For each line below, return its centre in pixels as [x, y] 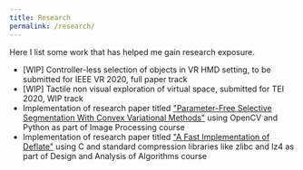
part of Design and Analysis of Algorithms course [114, 156]
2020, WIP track [53, 98]
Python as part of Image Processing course [104, 127]
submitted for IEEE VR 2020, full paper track [105, 79]
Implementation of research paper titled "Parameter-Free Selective [147, 108]
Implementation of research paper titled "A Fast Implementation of [146, 137]
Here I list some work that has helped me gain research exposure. [132, 52]
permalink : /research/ [52, 26]
